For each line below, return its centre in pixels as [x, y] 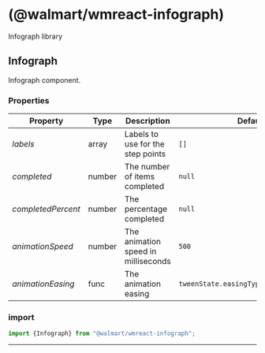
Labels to [142, 134]
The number [147, 167]
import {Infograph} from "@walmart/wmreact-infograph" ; [102, 334]
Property [46, 121]
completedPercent [46, 209]
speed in [141, 251]
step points [146, 154]
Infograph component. [45, 80]
